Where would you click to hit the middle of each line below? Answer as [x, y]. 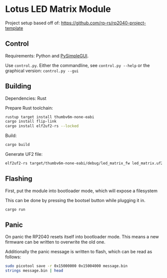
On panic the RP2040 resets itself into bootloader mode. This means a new [82, 237]
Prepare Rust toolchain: [29, 108]
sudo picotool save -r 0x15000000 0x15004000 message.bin [66, 266]
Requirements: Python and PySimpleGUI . [47, 56]
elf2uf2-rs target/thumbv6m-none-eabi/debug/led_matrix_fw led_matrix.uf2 [84, 163]
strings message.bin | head [34, 271]
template [14, 28]
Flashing [19, 179]
